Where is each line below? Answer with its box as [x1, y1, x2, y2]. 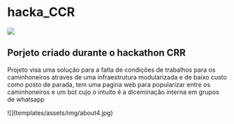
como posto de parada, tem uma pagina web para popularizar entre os [7, 80, 211, 88]
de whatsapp [7, 95, 45, 103]
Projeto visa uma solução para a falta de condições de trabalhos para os [7, 65, 216, 74]
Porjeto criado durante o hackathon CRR [7, 47, 187, 59]
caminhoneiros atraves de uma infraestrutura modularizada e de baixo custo [7, 72, 227, 81]
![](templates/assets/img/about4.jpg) [7, 109, 113, 117]
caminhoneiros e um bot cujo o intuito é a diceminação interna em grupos [7, 88, 220, 96]
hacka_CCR [7, 4, 75, 20]
